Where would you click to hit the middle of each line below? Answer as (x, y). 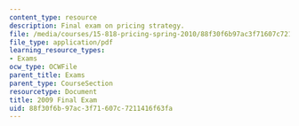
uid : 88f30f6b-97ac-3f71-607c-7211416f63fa (91, 108)
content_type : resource (53, 17)
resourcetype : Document (53, 91)
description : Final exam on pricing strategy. (97, 26)
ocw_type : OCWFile (43, 67)
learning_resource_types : (57, 51)
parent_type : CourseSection (61, 83)
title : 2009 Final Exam (53, 100)
